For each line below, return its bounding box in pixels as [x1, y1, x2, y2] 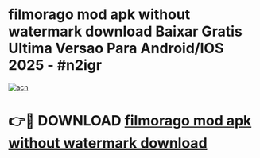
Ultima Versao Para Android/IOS [8, 40, 224, 57]
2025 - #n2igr [8, 56, 102, 75]
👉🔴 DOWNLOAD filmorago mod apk [8, 112, 252, 130]
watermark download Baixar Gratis [8, 22, 243, 40]
